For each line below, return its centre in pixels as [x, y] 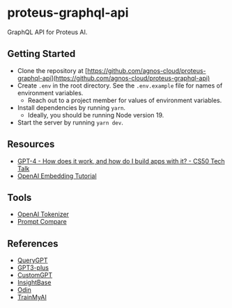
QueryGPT [32, 260]
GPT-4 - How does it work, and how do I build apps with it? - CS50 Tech [121, 161]
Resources [31, 144]
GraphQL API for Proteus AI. [47, 32]
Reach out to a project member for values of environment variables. [125, 100]
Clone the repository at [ [52, 70]
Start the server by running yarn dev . [70, 122]
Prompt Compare [42, 222]
